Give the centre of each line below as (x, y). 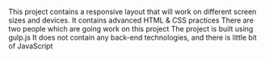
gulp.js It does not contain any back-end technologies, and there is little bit (132, 37)
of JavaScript (31, 46)
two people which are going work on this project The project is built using (131, 29)
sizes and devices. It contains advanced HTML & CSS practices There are (131, 20)
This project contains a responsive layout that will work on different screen (132, 12)
